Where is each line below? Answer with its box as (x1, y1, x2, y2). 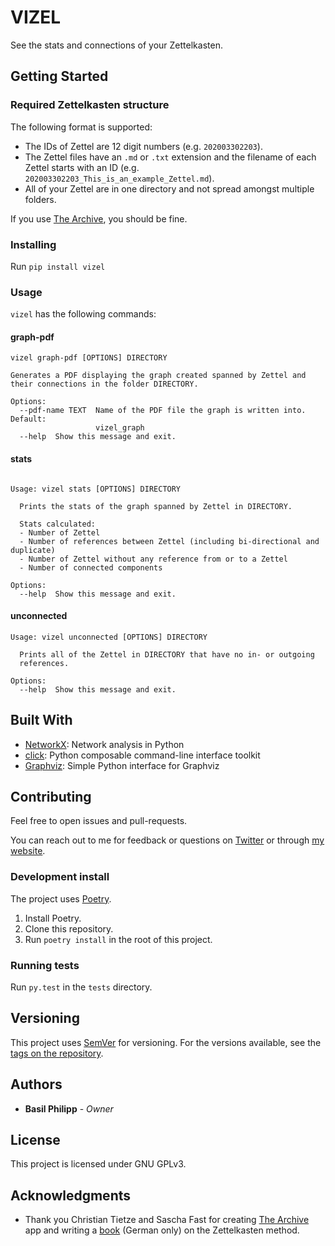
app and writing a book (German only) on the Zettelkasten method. (24, 1224, 300, 1236)
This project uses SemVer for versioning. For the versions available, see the (10, 1036, 322, 1048)
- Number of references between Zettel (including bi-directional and (19, 536, 320, 546)
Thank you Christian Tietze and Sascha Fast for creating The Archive (24, 1214, 310, 1226)
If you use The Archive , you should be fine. (10, 212, 188, 225)
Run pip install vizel (10, 260, 106, 272)
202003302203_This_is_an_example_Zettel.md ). (24, 172, 215, 184)
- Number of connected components (19, 562, 163, 573)
